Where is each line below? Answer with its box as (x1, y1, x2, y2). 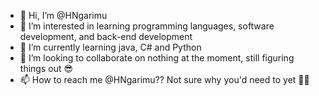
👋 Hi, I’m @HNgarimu (19, 10, 108, 21)
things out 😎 (19, 63, 74, 74)
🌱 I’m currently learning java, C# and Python (19, 41, 202, 53)
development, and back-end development (19, 31, 193, 42)
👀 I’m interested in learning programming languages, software (19, 20, 275, 32)
